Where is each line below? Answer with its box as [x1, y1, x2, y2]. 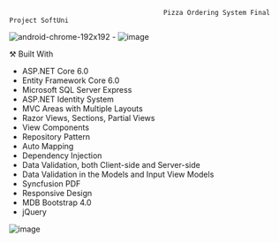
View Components [21, 122, 90, 133]
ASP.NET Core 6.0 [21, 66, 89, 76]
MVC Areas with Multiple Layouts [21, 103, 143, 114]
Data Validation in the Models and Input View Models [21, 169, 215, 179]
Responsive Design [21, 188, 93, 198]
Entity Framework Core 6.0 [21, 75, 120, 86]
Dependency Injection [21, 150, 102, 161]
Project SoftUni [9, 16, 69, 25]
